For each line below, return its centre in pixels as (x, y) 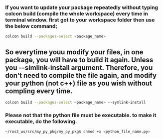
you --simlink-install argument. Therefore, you (79, 68)
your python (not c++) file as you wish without (79, 83)
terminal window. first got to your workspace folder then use (80, 20)
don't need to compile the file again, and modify (81, 75)
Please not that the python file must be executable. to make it (81, 115)
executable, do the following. (41, 121)
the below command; (31, 26)
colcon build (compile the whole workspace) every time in (77, 13)
